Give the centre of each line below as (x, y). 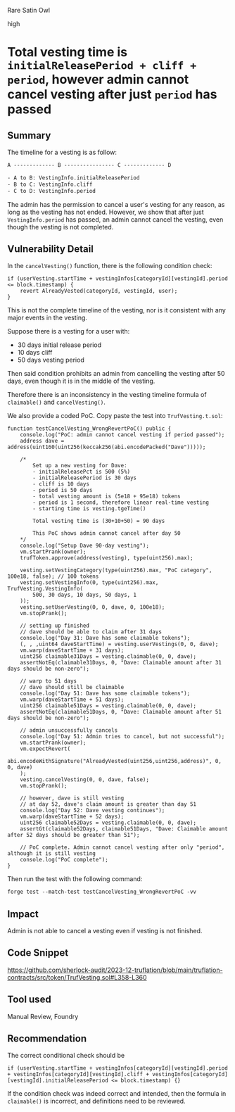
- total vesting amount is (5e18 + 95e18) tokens (107, 497)
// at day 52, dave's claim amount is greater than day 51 (108, 804)
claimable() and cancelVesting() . (56, 402)
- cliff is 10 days (61, 484)
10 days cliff (35, 353)
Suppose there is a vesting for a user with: (69, 331)
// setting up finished (55, 626)
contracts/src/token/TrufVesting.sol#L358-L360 (77, 977)
